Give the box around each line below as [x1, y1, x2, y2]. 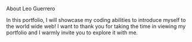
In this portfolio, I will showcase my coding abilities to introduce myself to [6, 17, 186, 23]
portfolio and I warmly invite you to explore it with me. [6, 29, 138, 36]
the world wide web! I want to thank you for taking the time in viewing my [6, 23, 186, 30]
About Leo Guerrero [6, 5, 55, 12]
